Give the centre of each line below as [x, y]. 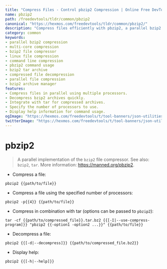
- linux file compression [32, 56]
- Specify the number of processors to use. [52, 107]
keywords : [15, 38]
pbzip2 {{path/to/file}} [31, 183]
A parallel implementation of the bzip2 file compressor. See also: [83, 159]
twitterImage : [20, 121]
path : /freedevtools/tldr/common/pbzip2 [48, 19]
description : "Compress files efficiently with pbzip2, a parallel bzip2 [83, 28]
